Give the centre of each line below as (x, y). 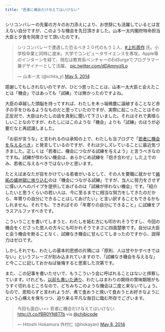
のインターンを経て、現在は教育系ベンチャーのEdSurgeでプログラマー (88, 59)
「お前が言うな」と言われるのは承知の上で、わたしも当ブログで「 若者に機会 (82, 138)
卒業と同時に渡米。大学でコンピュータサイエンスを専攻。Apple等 (92, 53)
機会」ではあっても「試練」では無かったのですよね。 (72, 93)
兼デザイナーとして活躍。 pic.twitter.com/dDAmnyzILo (72, 66)
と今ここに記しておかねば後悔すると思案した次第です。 (61, 263)
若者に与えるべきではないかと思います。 (54, 163)
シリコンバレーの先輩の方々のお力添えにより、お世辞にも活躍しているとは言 (82, 24)
